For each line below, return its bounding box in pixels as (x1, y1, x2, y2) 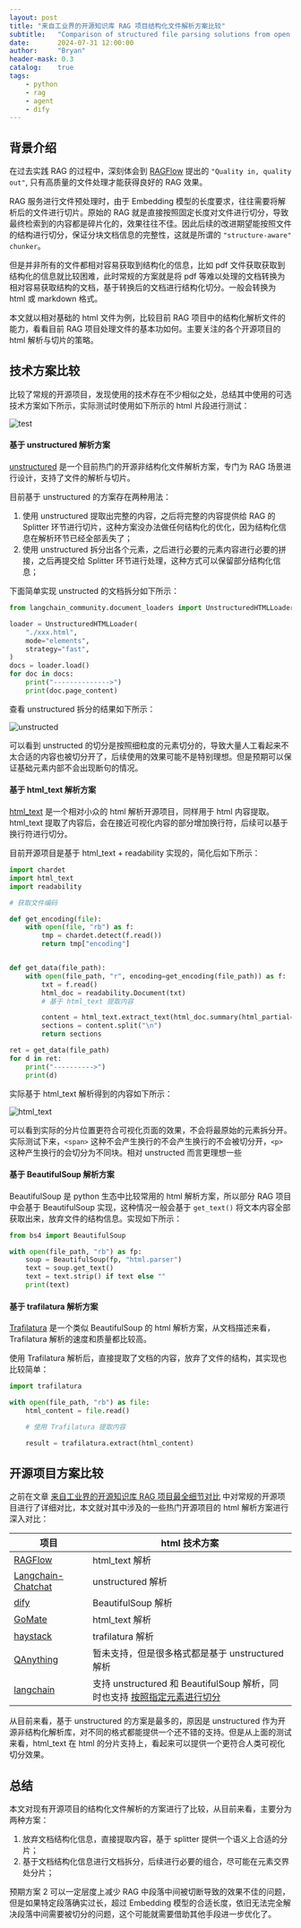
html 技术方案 (160, 1537, 219, 1550)
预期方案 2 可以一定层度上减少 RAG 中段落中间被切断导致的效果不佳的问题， (9, 1887, 290, 1898)
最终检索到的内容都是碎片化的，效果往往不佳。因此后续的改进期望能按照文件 (9, 219, 292, 229)
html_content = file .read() (25, 1406, 130, 1416)
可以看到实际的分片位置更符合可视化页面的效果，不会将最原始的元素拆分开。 (9, 1124, 292, 1135)
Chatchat (13, 1580, 53, 1593)
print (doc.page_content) (25, 686, 118, 695)
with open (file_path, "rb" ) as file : (9, 1399, 150, 1407)
